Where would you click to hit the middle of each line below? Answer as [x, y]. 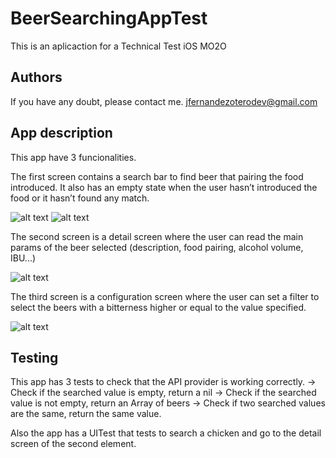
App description [61, 133]
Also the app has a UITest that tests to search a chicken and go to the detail [166, 433]
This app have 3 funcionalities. [73, 157]
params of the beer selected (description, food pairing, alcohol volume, [157, 247]
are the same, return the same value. [86, 414]
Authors [36, 77]
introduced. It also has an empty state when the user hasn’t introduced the [164, 187]
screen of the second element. [73, 444]
